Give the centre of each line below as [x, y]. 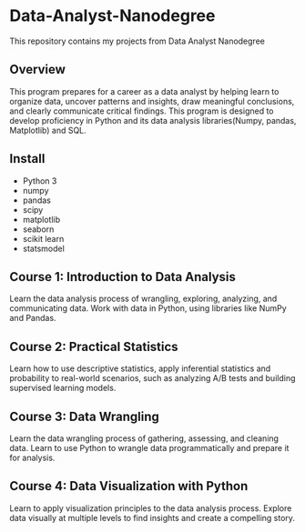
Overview [38, 70]
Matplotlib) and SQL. [48, 130]
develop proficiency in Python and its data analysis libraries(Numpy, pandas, [153, 120]
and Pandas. [33, 318]
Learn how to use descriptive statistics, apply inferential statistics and [140, 368]
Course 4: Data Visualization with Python [129, 486]
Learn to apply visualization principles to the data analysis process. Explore [151, 508]
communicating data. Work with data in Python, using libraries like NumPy [148, 308]
